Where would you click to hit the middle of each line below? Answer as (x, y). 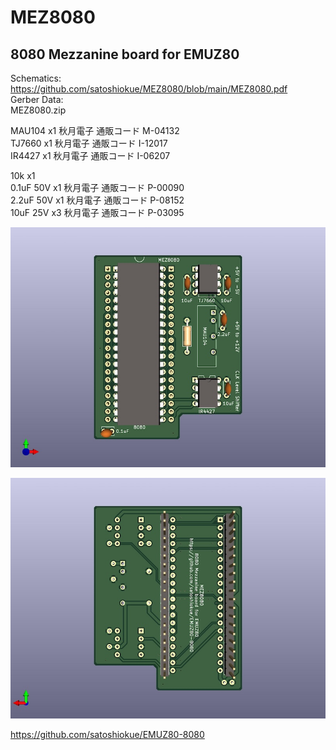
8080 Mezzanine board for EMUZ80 (125, 54)
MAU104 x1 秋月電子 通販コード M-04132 (95, 130)
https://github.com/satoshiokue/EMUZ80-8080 (107, 734)
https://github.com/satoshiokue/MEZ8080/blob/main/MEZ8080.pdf (149, 89)
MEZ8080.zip (38, 110)
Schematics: (36, 78)
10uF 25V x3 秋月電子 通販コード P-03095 (97, 212)
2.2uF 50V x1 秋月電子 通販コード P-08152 (97, 200)
